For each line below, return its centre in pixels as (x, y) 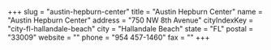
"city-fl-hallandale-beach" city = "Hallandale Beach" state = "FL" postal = (131, 29)
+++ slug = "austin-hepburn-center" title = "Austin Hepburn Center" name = (135, 12)
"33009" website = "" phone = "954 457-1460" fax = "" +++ (109, 37)
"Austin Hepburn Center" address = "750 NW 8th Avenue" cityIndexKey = (131, 20)
